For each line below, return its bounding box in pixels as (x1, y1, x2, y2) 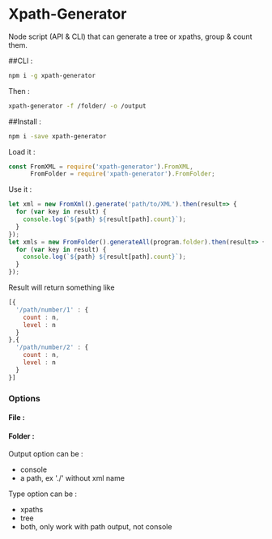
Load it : (8, 146, 36, 156)
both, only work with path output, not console (19, 522, 172, 532)
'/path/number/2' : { (15, 343, 89, 352)
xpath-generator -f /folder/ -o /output (8, 102, 147, 110)
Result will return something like (8, 282, 115, 292)
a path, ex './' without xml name (19, 473, 125, 483)
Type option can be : (8, 489, 78, 499)
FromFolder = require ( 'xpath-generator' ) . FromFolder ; (29, 170, 216, 178)
